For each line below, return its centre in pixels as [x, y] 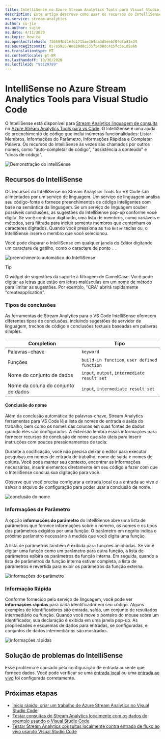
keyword [91, 352]
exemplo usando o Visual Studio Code [51, 721]
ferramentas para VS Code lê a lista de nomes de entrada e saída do [74, 421]
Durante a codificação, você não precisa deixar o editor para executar [76, 452]
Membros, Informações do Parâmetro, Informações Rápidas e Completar [79, 139]
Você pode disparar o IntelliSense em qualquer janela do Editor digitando [79, 243]
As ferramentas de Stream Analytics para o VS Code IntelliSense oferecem [81, 316]
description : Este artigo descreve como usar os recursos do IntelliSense [83, 14]
